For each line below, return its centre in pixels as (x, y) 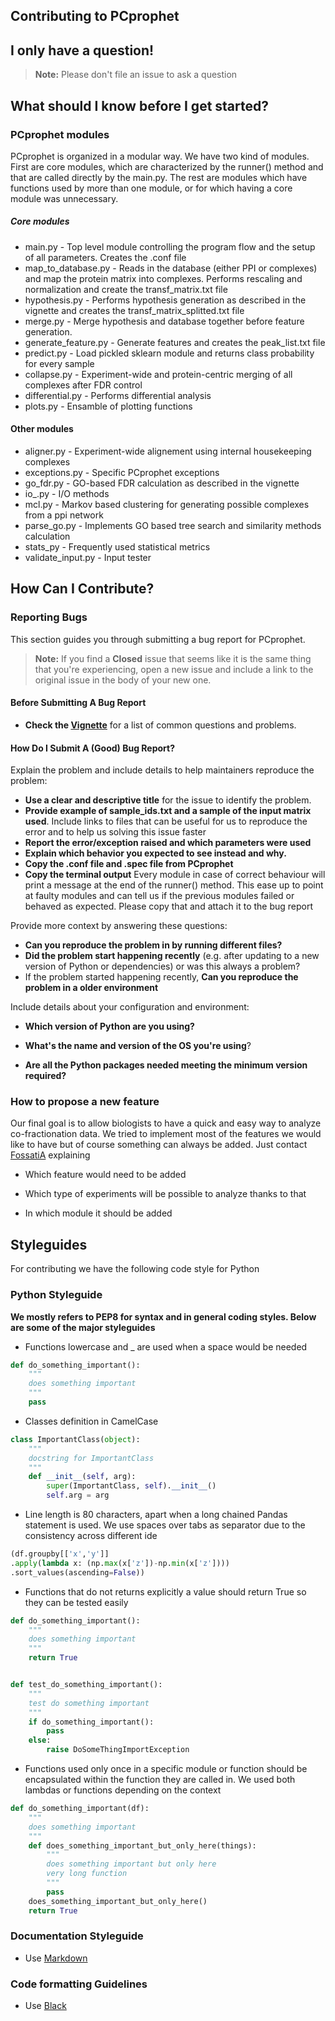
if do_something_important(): (91, 1722)
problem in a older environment (91, 988)
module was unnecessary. (64, 198)
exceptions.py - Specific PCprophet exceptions (122, 473)
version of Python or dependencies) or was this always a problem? (162, 966)
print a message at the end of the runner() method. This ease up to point (174, 885)
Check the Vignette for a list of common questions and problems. (160, 725)
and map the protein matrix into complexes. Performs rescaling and (163, 278)
